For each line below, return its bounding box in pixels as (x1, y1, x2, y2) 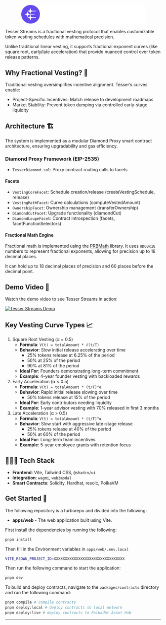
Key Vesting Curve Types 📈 (5, 321, 93, 329)
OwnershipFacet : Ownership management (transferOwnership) (12, 205, 138, 211)
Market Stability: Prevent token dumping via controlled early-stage (12, 102, 148, 108)
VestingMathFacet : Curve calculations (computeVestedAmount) (12, 200, 141, 206)
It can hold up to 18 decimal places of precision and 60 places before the (5, 263, 154, 269)
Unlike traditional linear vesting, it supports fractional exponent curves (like (5, 44, 158, 50)
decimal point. (5, 269, 34, 275)
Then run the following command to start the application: (5, 565, 121, 571)
